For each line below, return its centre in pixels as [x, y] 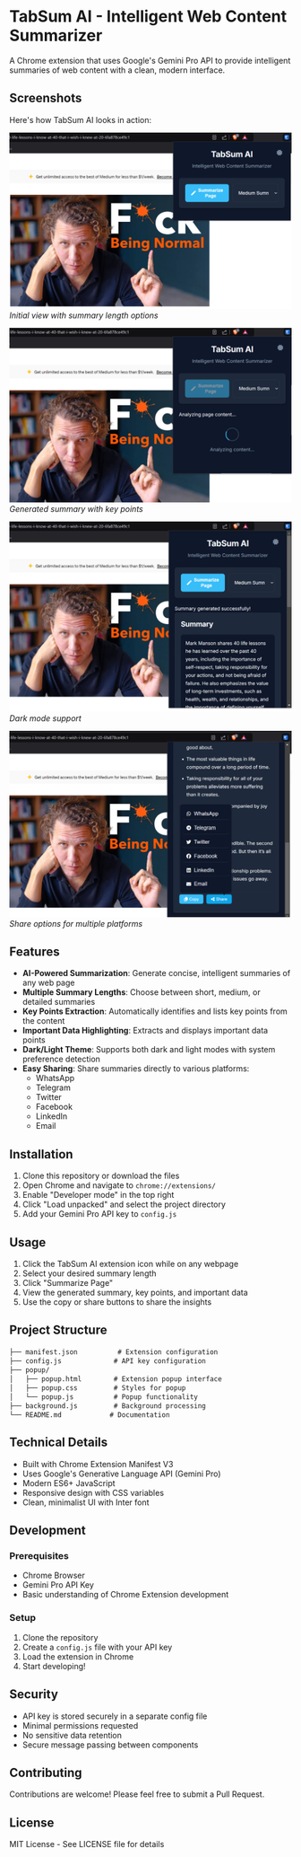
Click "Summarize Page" [68, 1283]
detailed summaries [59, 1002]
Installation [41, 1154]
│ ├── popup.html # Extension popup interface [116, 1379]
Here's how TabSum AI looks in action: [81, 119]
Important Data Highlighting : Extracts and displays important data [145, 1031]
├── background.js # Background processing [107, 1406]
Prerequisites [39, 1556]
